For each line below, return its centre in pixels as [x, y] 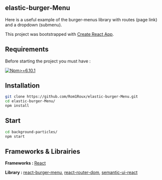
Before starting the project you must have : [48, 61]
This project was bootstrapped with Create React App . [60, 34]
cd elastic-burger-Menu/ [30, 101]
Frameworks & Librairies [43, 152]
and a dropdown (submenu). [34, 25]
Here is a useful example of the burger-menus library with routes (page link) [81, 19]
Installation [22, 86]
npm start [15, 136]
